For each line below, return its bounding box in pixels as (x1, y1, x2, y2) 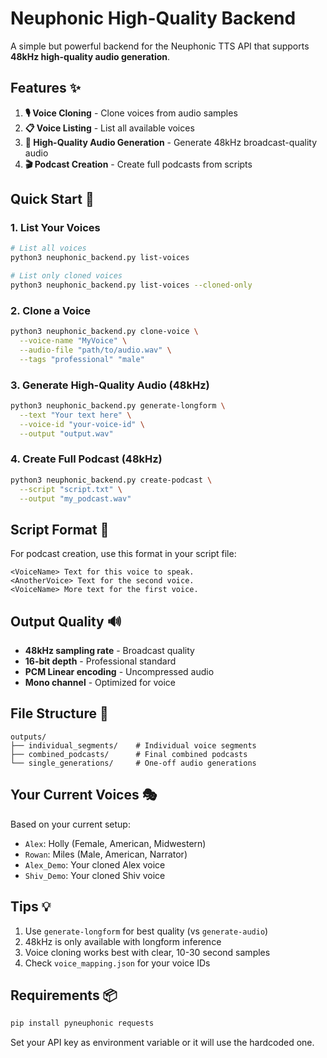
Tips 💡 (10, 898, 52, 916)
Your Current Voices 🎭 (10, 787, 158, 804)
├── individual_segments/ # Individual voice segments (10, 740, 257, 751)
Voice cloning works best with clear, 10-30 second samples (24, 946, 271, 958)
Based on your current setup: (10, 818, 131, 830)
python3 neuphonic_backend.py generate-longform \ (10, 401, 226, 411)
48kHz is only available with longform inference (24, 935, 222, 947)
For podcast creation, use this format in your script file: (10, 548, 237, 560)
